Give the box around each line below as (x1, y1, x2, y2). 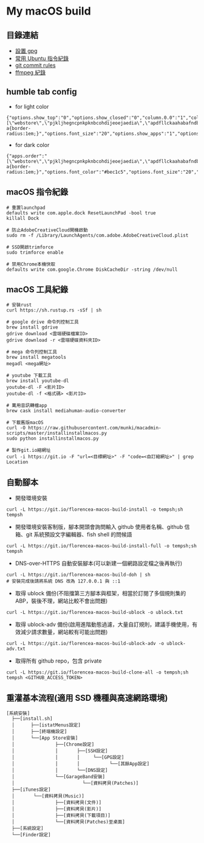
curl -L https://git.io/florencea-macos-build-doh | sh (6, 572, 151, 578)
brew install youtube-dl (6, 378, 69, 384)
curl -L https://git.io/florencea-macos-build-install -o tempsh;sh (6, 507, 183, 513)
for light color (15, 103, 49, 110)
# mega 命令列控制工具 (6, 349, 58, 355)
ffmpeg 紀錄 (15, 69, 46, 76)
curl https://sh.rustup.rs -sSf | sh (6, 307, 102, 313)
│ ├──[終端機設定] (12, 729, 67, 735)
